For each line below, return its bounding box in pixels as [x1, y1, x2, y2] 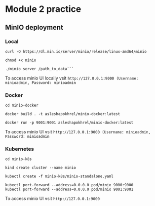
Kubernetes [5, 146, 34, 153]
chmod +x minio [5, 58, 37, 63]
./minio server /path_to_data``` [5, 66, 74, 71]
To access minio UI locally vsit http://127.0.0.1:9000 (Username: [5, 75, 139, 81]
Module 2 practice [5, 3, 81, 15]
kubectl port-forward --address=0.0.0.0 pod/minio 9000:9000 [5, 183, 134, 188]
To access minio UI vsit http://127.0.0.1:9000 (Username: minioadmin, [5, 129, 151, 135]
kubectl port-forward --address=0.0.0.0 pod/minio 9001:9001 [5, 187, 134, 192]
